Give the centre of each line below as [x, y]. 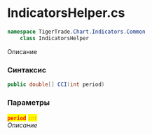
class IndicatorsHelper [55, 38]
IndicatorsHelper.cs [66, 13]
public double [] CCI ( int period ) [56, 84]
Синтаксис [27, 70]
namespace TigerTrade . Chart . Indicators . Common [76, 32]
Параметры [29, 102]
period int [22, 118]
